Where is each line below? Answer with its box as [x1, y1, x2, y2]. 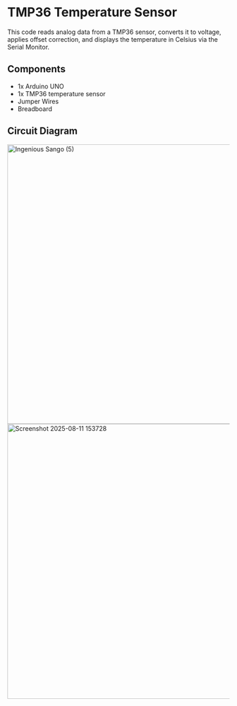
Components [7, 63, 66, 75]
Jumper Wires [17, 97, 59, 105]
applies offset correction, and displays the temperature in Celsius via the [7, 35, 219, 43]
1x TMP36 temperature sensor [17, 89, 106, 98]
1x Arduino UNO [17, 82, 65, 91]
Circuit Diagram [7, 125, 78, 137]
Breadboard [17, 104, 53, 113]
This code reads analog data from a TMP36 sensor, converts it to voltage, [7, 28, 221, 36]
